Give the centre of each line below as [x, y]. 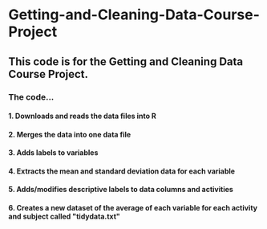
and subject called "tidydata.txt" [64, 217]
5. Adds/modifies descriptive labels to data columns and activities [121, 190]
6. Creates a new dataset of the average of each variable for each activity [133, 208]
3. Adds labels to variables [53, 153]
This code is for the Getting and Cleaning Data [125, 61]
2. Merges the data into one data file [70, 134]
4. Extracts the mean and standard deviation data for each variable [121, 171]
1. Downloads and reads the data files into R [82, 116]
